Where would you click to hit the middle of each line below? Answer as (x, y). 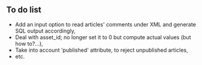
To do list (24, 10)
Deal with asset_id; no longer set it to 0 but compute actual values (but (103, 37)
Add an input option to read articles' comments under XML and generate (106, 24)
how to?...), (29, 43)
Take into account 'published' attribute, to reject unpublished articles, (102, 50)
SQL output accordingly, (45, 31)
